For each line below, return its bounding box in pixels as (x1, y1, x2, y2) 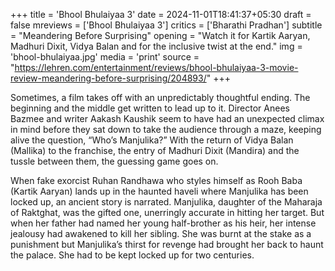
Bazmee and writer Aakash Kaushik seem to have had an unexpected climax (10, 113, 325, 124)
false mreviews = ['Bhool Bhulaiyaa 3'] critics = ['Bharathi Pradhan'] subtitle (10, 19, 323, 31)
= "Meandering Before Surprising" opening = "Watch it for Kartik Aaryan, (10, 30, 311, 41)
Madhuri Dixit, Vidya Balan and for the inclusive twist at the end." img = (10, 40, 303, 52)
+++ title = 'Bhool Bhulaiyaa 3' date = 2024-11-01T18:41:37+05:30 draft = (10, 9, 312, 20)
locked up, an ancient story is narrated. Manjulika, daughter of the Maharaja (10, 196, 323, 208)
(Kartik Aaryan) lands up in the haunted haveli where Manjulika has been (10, 185, 309, 197)
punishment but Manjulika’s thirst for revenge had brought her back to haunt (10, 239, 324, 250)
